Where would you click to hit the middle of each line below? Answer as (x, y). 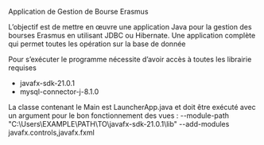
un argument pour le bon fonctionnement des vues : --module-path (118, 116)
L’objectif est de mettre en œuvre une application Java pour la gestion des (130, 27)
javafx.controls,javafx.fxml (52, 132)
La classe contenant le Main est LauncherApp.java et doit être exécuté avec (132, 107)
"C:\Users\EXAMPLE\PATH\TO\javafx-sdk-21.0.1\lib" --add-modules (119, 124)
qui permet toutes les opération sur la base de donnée (97, 44)
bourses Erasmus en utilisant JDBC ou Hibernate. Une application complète (132, 35)
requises (23, 68)
